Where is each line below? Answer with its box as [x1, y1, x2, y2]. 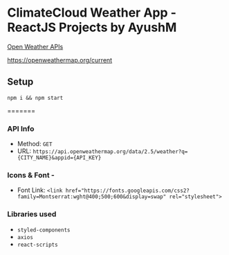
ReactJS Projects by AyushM [7, 19, 177, 35]
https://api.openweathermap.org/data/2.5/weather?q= [33, 148, 188, 155]
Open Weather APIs [7, 42, 64, 51]
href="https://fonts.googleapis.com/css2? [65, 187, 190, 195]
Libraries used [7, 209, 57, 219]
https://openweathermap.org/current [7, 55, 113, 64]
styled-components [17, 227, 71, 234]
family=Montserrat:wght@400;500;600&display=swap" [17, 193, 167, 200]
